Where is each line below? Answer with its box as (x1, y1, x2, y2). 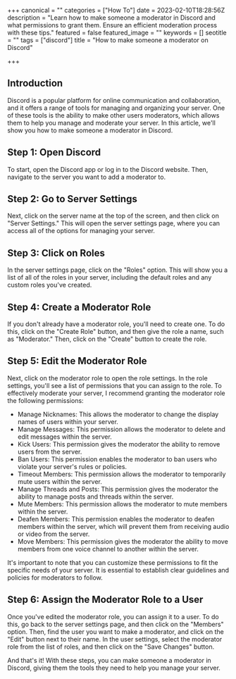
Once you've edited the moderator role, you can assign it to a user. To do (7, 612, 220, 621)
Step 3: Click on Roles (7, 247, 106, 259)
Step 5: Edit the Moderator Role (7, 355, 147, 367)
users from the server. (17, 447, 82, 456)
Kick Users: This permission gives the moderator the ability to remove (17, 440, 221, 448)
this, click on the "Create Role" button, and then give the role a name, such (7, 328, 224, 336)
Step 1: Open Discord (7, 147, 101, 158)
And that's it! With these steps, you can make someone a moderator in (7, 656, 211, 664)
